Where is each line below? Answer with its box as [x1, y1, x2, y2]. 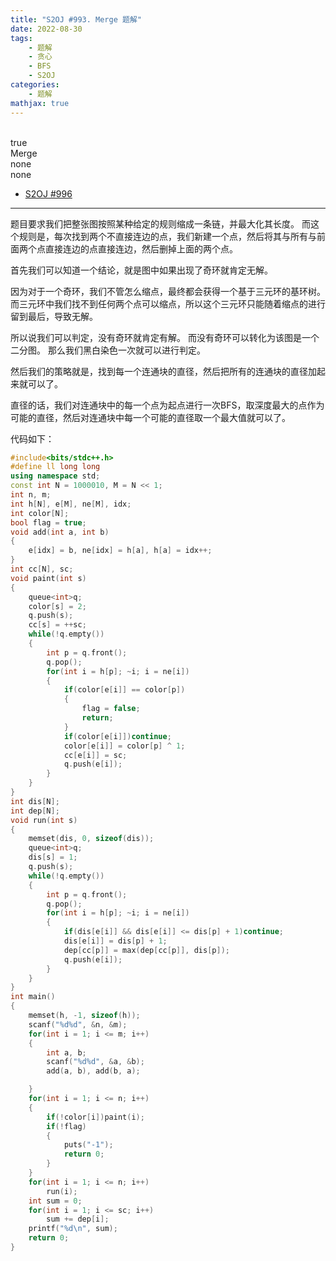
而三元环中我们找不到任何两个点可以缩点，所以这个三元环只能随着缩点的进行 [10, 297, 326, 310]
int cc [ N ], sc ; [10, 564, 74, 574]
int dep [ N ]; [10, 806, 60, 816]
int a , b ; [46, 1047, 87, 1058]
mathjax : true [10, 98, 70, 108]
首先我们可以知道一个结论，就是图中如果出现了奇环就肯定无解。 [10, 264, 273, 276]
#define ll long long [10, 462, 101, 472]
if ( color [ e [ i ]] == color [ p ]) [63, 685, 186, 695]
